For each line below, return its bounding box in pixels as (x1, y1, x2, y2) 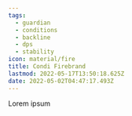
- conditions (15, 26, 58, 34)
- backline (15, 33, 51, 42)
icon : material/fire (8, 56, 76, 63)
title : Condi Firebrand (8, 63, 86, 71)
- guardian (15, 19, 51, 27)
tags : (8, 11, 26, 20)
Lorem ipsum (8, 99, 51, 108)
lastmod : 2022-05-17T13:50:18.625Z (8, 70, 125, 78)
